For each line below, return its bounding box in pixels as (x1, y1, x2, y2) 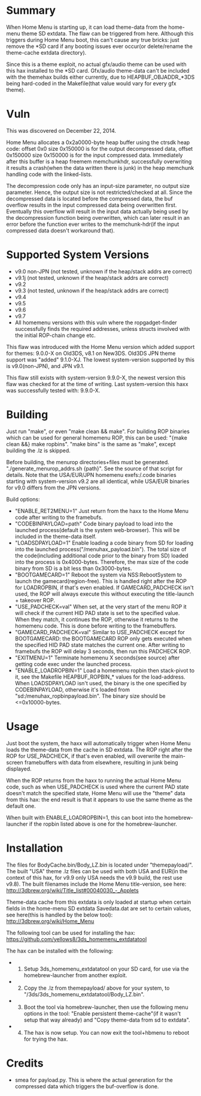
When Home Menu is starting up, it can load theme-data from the (6, 23, 167, 31)
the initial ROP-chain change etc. (14, 332, 96, 339)
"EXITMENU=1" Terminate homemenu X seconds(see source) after (14, 654, 180, 661)
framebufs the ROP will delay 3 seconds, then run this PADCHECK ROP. (14, 647, 191, 655)
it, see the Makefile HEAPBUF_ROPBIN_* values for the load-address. (14, 673, 185, 680)
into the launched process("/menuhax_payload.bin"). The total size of (14, 545, 187, 553)
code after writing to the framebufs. (14, 513, 103, 521)
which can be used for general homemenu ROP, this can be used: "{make (6, 434, 187, 441)
